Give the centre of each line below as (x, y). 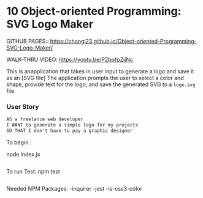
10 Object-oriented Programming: (94, 11)
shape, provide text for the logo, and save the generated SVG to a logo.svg (101, 84)
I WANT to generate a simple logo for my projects (72, 125)
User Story (23, 106)
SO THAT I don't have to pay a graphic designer (70, 130)
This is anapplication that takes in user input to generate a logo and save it (100, 71)
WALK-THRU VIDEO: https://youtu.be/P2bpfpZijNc (70, 59)
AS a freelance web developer (45, 119)
